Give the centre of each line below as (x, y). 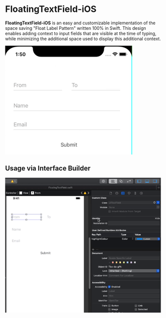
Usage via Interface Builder (48, 168)
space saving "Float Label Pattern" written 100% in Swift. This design (76, 28)
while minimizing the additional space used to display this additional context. (83, 39)
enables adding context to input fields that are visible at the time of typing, (81, 33)
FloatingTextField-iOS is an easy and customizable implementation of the (80, 23)
